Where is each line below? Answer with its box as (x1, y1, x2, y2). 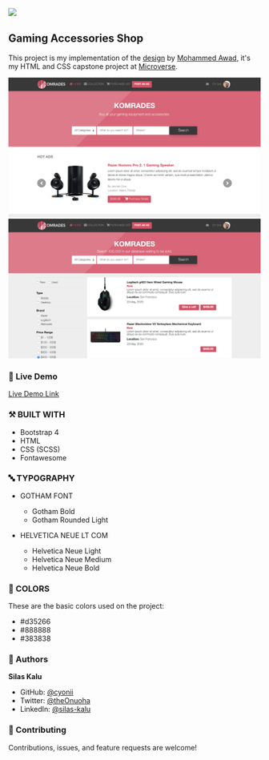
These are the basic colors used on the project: (8, 601, 165, 611)
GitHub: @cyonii (19, 687, 74, 697)
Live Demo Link (8, 389, 60, 399)
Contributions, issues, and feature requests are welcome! (8, 742, 198, 752)
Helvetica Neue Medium (31, 554, 112, 564)
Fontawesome (19, 452, 67, 462)
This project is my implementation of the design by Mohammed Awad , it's (8, 53, 251, 62)
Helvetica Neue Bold (31, 563, 100, 573)
